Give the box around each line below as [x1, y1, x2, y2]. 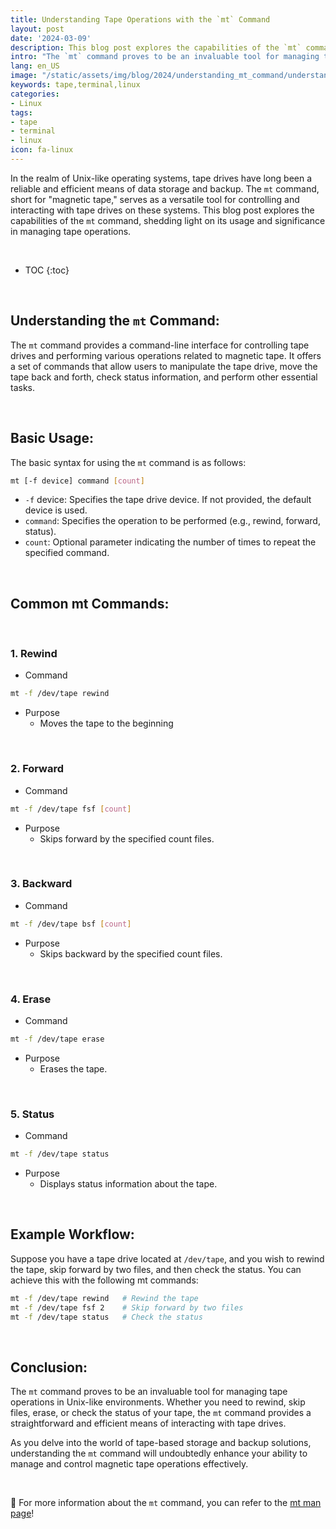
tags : [10, 107, 33, 118]
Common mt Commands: [10, 595, 170, 612]
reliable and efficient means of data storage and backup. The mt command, [10, 182, 320, 195]
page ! [10, 1507, 35, 1520]
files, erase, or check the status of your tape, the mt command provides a [10, 1407, 312, 1419]
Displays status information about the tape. [39, 1178, 218, 1190]
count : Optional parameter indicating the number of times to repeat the [24, 536, 317, 548]
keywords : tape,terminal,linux [10, 80, 141, 90]
